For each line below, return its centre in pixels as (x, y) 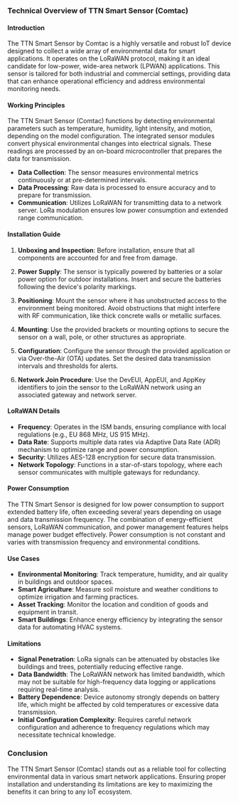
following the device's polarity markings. (77, 286)
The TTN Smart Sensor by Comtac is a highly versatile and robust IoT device (119, 43)
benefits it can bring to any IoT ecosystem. (70, 792)
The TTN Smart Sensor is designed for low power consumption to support (116, 504)
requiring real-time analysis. (59, 690)
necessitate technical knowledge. (66, 735)
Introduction (26, 28)
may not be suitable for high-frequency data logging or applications (117, 682)
